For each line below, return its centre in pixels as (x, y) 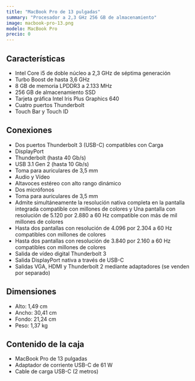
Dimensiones (31, 292)
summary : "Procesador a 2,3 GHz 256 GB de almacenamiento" (82, 17)
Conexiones (29, 130)
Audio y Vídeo (32, 177)
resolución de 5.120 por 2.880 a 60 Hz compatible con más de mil (96, 215)
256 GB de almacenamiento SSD (55, 92)
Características (36, 59)
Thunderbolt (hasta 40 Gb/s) (50, 158)
